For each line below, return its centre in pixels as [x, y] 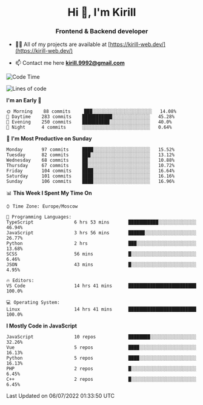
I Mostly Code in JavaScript [42, 326]
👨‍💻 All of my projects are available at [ [62, 44]
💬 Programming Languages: [39, 217]
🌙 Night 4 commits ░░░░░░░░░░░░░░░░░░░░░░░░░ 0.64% [89, 127]
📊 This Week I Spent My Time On [49, 193]
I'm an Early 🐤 [24, 100]
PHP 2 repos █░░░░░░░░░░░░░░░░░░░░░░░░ [101, 369]
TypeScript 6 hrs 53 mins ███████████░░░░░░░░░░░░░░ [101, 222]
